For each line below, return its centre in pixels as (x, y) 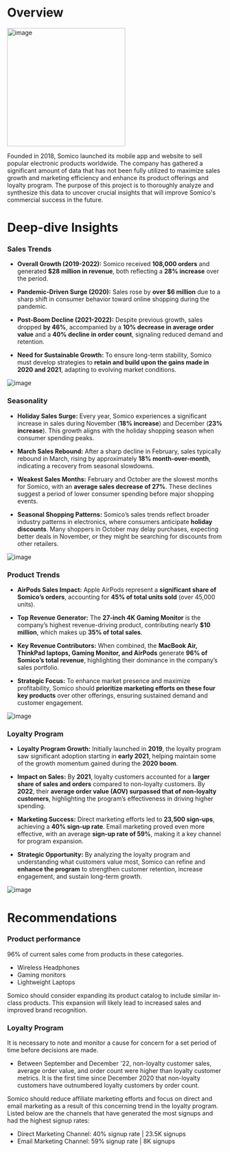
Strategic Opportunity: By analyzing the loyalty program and (104, 855)
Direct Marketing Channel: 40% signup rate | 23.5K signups (102, 1134)
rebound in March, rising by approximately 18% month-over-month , (114, 458)
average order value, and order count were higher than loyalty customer (119, 1071)
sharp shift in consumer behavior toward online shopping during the (113, 299)
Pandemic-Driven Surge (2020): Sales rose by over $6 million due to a (119, 292)
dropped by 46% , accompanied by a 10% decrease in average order (115, 327)
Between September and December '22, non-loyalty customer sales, (114, 1063)
